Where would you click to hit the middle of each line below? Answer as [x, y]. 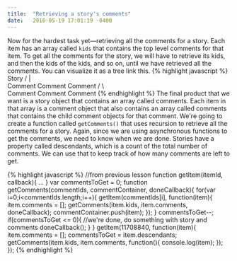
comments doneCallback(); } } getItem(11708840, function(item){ [102, 227]
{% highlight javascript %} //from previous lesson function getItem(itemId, [115, 175]
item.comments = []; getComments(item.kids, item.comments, [98, 204]
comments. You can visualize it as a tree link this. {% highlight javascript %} [118, 71]
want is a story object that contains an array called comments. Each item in [117, 100]
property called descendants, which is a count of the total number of [108, 146]
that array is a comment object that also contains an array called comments [117, 108]
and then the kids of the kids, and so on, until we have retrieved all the [110, 63]
